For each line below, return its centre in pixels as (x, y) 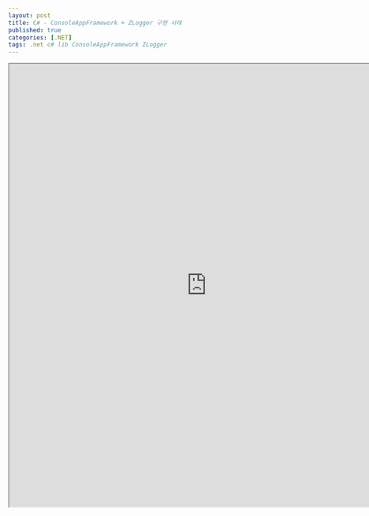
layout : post (30, 15)
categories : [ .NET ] (40, 37)
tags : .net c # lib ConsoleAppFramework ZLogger (88, 45)
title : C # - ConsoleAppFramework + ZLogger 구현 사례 (95, 23)
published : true (35, 30)
